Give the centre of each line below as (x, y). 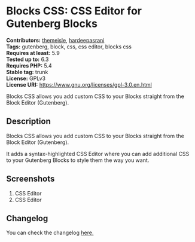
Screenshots (31, 179)
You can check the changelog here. (50, 233)
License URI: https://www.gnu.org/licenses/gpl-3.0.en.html (79, 84)
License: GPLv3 (26, 78)
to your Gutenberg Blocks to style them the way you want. (78, 160)
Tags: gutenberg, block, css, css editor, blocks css (69, 47)
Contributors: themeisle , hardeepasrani (55, 40)
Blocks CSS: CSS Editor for (74, 11)
